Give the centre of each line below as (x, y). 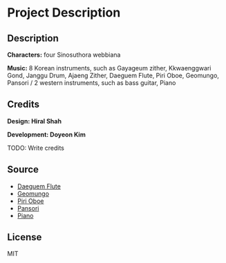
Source (23, 169)
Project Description (64, 13)
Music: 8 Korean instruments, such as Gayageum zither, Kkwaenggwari (109, 68)
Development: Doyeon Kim (47, 134)
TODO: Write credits (36, 148)
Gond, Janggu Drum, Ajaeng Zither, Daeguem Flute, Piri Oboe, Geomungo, (113, 75)
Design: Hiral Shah (35, 121)
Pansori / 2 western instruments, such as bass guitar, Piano (92, 83)
